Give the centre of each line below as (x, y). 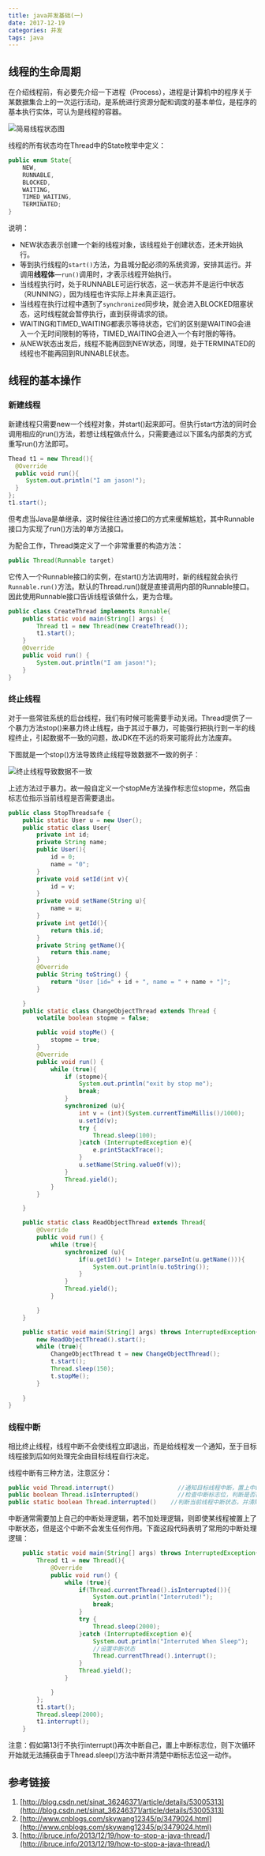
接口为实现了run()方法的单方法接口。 (68, 528)
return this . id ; (77, 930)
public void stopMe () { (75, 1032)
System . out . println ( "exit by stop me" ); (146, 1084)
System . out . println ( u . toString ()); (151, 1267)
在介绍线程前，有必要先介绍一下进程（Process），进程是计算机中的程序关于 (130, 92)
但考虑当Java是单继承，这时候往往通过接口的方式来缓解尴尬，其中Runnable (131, 519)
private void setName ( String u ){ (91, 901)
